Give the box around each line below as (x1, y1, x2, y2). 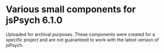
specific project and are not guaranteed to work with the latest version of (6, 37, 159, 43)
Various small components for (6, 4, 136, 15)
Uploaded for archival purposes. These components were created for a (6, 31, 155, 37)
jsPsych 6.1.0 (6, 14, 63, 26)
